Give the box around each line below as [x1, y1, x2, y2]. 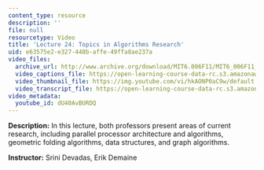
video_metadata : [8, 92, 61, 100]
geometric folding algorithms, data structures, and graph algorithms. [8, 138, 230, 147]
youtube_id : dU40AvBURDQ [15, 99, 97, 107]
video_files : [8, 56, 51, 64]
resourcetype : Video [8, 33, 76, 42]
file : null [8, 26, 44, 34]
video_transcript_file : [15, 84, 93, 93]
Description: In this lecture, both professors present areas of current [8, 121, 232, 131]
